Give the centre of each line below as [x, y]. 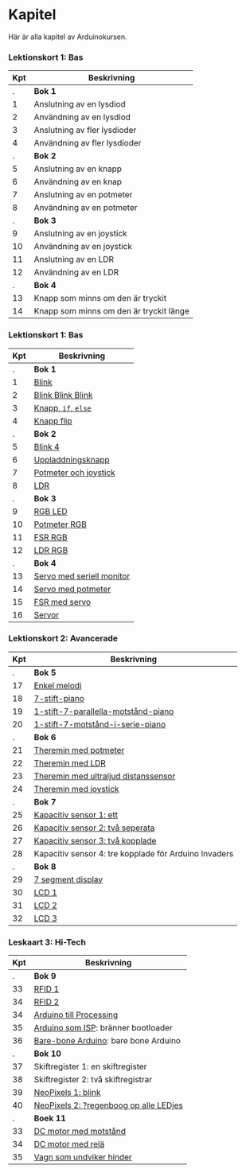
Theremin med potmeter [79, 750]
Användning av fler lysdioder [88, 143]
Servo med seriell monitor [82, 576]
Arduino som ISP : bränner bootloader [103, 1028]
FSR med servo [62, 602]
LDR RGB [51, 550]
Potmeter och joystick [74, 473]
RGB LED [51, 511]
